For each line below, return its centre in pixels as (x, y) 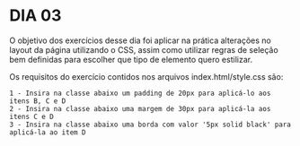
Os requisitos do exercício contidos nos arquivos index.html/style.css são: (146, 76)
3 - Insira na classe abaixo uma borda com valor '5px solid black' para (150, 125)
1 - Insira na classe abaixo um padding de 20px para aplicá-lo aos (140, 93)
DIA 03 (35, 16)
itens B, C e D (38, 101)
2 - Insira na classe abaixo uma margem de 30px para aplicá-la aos (140, 108)
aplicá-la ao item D (48, 132)
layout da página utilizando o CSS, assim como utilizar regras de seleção (144, 49)
